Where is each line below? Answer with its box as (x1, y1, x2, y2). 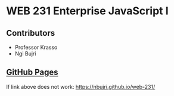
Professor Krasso (14, 44, 58, 51)
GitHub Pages (6, 67, 58, 78)
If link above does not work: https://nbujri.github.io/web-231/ (6, 83, 156, 90)
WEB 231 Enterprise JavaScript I (6, 4, 169, 18)
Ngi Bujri (14, 50, 36, 57)
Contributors (6, 28, 55, 38)
